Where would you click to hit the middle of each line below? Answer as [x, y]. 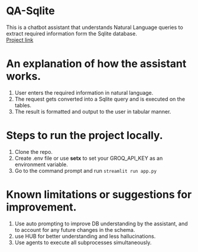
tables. [23, 105]
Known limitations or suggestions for [99, 195]
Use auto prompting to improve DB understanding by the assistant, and [101, 224]
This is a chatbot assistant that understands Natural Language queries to [95, 27]
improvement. [41, 207]
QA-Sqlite [30, 11]
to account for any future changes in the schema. [75, 230]
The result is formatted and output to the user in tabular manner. [93, 111]
